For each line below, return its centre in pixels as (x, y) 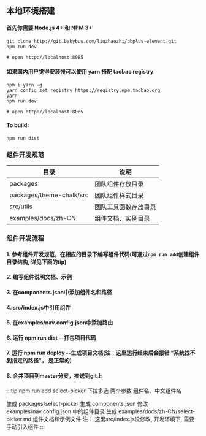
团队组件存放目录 (119, 184)
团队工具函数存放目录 (125, 207)
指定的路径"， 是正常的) (42, 361)
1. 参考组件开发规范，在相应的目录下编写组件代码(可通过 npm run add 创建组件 (103, 254)
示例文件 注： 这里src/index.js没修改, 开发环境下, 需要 (127, 419)
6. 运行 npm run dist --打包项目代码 (51, 338)
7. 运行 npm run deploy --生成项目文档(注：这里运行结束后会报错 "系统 (96, 353)
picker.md (19, 419)
